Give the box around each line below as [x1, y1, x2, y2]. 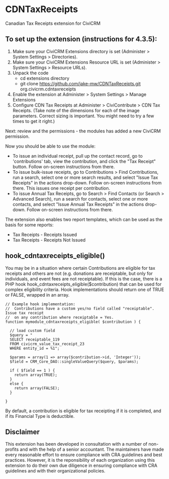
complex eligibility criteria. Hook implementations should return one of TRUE [5, 286, 164, 293]
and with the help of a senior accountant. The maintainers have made [20, 446, 164, 453]
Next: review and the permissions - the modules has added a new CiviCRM [5, 128, 161, 134]
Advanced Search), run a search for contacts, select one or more [12, 196, 148, 202]
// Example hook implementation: [5, 302, 76, 307]
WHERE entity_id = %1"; [10, 346, 60, 351]
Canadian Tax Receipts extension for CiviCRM [5, 20, 101, 26]
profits [5, 446, 19, 453]
